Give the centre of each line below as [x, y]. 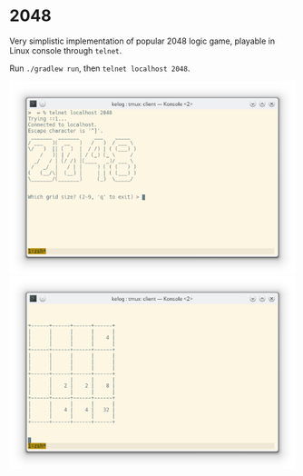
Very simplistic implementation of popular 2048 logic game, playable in [142, 41]
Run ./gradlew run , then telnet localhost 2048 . [100, 68]
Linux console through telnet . [66, 50]
